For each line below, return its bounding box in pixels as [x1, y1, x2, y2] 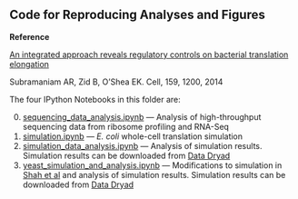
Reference [9, 31, 50, 42]
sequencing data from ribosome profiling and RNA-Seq [22, 121, 230, 132]
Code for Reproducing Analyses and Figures [9, 7, 265, 23]
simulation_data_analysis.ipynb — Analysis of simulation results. [22, 140, 263, 151]
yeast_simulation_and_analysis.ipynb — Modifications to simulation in [22, 159, 283, 171]
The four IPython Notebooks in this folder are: [9, 94, 181, 104]
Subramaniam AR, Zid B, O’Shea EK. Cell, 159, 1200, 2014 [9, 76, 223, 87]
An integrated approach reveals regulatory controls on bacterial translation [9, 49, 289, 60]
